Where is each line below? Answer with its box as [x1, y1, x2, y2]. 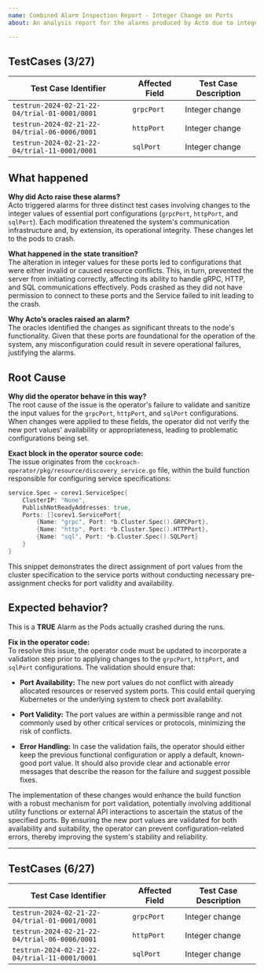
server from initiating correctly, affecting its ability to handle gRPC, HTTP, [8, 275, 246, 284]
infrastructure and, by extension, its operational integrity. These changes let [8, 226, 254, 235]
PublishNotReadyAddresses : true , [22, 503, 132, 511]
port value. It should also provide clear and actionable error [38, 758, 230, 768]
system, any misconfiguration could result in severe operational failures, [8, 340, 241, 349]
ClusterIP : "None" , [22, 496, 86, 504]
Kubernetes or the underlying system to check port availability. [19, 694, 223, 704]
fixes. [19, 775, 38, 784]
